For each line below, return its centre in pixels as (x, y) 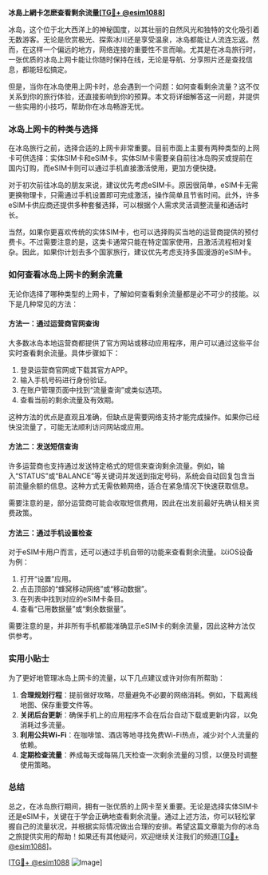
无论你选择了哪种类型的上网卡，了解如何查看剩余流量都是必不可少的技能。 (130, 294)
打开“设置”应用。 (47, 579)
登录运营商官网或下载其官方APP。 (76, 370)
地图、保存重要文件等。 (58, 705)
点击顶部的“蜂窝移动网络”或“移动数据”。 (85, 589)
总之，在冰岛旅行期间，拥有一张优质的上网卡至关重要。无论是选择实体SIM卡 (134, 806)
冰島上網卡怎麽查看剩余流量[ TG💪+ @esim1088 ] (87, 12)
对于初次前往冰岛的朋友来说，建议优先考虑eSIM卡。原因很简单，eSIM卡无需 (134, 185)
